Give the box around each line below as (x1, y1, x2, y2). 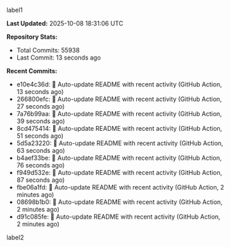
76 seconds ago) (16, 161, 65, 169)
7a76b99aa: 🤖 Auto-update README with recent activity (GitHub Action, (16, 110, 222, 118)
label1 (6, 6, 24, 14)
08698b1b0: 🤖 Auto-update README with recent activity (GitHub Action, (16, 198, 223, 206)
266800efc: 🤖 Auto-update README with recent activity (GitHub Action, (16, 95, 222, 103)
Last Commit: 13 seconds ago (16, 53, 101, 62)
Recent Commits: (6, 67, 57, 75)
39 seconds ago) (16, 117, 65, 125)
